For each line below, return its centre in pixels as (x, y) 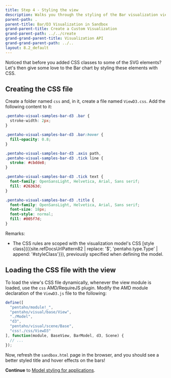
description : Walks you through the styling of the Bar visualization (82, 15)
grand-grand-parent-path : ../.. (39, 43)
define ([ (15, 302)
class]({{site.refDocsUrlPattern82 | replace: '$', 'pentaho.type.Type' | (85, 249)
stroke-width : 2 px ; (31, 121)
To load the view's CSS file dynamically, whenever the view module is (78, 282)
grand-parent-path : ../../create (41, 34)
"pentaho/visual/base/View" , (41, 312)
